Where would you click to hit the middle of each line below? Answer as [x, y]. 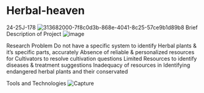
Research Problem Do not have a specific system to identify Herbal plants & [101, 46]
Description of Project [34, 33]
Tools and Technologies [36, 83]
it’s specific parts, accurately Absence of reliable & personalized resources [100, 52]
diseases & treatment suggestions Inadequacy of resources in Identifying [98, 65]
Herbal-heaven [46, 11]
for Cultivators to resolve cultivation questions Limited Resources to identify [102, 58]
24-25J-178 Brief [102, 27]
